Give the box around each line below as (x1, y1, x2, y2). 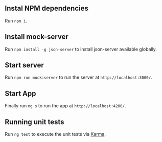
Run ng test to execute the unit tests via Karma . (5, 131, 106, 137)
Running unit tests (5, 117, 64, 126)
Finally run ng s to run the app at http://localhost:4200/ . (5, 103, 126, 109)
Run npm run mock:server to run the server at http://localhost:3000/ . (5, 74, 152, 81)
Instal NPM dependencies (5, 4, 89, 13)
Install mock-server (5, 33, 68, 41)
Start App (5, 89, 36, 98)
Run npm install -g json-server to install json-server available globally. (5, 46, 157, 52)
